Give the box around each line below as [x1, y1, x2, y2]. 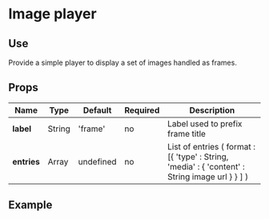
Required [124, 105, 160, 116]
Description [189, 105, 235, 116]
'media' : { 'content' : [167, 161, 246, 172]
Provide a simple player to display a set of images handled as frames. [8, 58, 238, 67]
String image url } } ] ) [167, 171, 249, 182]
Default [82, 105, 112, 116]
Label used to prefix [167, 117, 243, 129]
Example [8, 198, 53, 212]
